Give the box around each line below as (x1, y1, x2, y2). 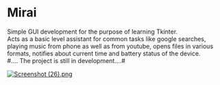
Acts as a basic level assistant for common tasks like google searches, (7, 34, 206, 42)
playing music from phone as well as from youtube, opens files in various (7, 42, 214, 50)
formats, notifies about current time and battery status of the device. (7, 49, 201, 58)
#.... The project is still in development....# (7, 56, 125, 64)
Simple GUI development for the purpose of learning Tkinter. (7, 27, 178, 36)
